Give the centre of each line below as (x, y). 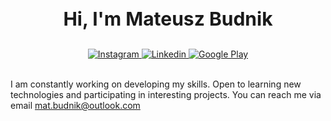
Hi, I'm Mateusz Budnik (168, 18)
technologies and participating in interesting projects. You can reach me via (166, 94)
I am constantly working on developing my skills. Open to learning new (156, 84)
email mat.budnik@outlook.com (75, 105)
